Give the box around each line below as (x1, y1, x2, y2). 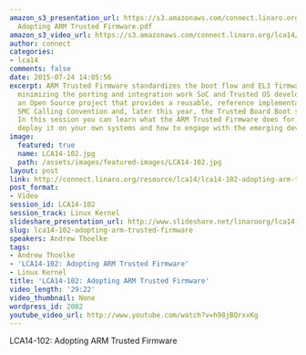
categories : (9, 47, 55, 57)
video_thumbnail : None (9, 293, 96, 302)
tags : (9, 243, 30, 252)
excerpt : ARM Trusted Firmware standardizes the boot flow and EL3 (9, 81, 271, 90)
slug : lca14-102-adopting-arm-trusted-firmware (9, 225, 194, 235)
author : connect (9, 38, 71, 48)
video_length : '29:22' (9, 285, 96, 294)
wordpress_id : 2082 (9, 302, 84, 311)
